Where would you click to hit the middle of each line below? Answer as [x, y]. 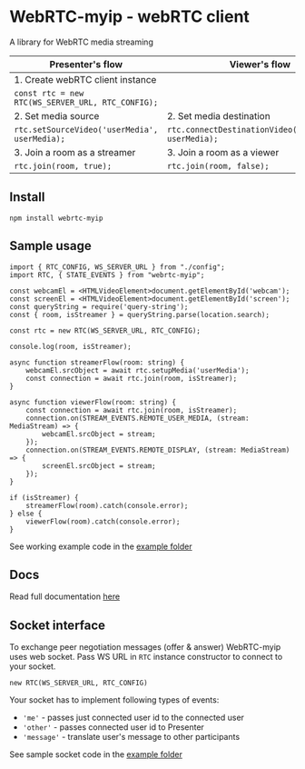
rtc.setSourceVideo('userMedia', [86, 130]
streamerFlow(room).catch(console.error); [107, 505]
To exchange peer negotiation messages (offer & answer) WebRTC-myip [145, 647]
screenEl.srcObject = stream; [99, 465]
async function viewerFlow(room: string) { [93, 402]
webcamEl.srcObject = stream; [99, 434]
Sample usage [51, 246]
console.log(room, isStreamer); [70, 346]
